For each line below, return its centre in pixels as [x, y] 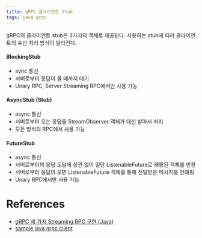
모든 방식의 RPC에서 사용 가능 [50, 129]
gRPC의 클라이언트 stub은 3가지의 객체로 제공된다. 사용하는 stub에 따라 [90, 35]
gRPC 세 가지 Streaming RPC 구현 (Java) [64, 222]
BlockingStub [23, 57]
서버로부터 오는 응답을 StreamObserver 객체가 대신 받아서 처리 [89, 121]
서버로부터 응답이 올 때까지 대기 [52, 78]
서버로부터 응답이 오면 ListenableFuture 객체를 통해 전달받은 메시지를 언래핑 [104, 172]
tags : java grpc [26, 17]
